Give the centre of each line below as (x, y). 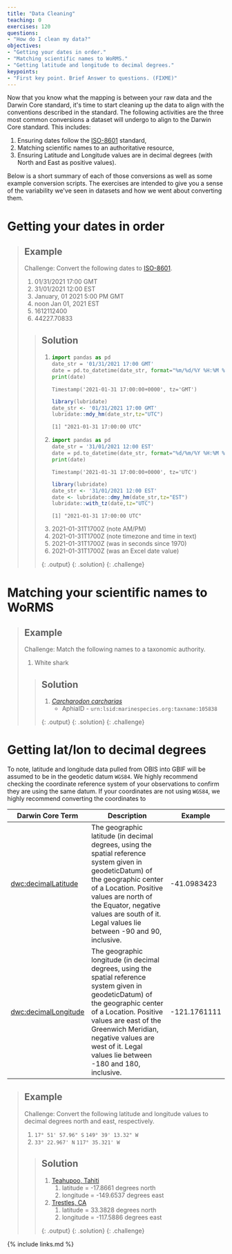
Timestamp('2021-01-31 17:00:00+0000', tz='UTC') (124, 472)
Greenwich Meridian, (125, 1030)
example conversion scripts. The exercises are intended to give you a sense (115, 184)
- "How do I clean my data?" (49, 39)
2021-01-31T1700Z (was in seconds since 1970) (119, 544)
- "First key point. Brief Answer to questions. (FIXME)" (92, 78)
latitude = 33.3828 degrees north (109, 1210)
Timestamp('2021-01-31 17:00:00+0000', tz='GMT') (124, 389)
